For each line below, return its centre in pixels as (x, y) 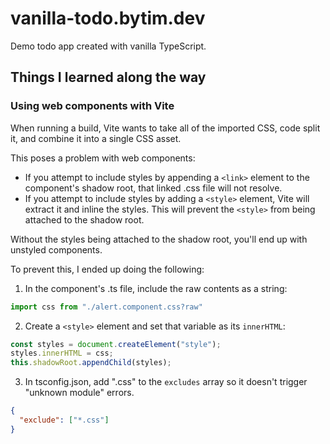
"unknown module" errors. (79, 393)
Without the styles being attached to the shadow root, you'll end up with (159, 239)
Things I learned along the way (108, 77)
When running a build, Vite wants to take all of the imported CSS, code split (165, 128)
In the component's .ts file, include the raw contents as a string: (156, 288)
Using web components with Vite (92, 106)
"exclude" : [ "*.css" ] (64, 420)
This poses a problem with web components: (103, 158)
